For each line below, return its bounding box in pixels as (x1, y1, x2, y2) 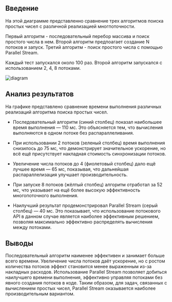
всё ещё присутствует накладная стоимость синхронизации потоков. (12, 150, 166, 157)
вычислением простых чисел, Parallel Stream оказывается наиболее (5, 285, 156, 292)
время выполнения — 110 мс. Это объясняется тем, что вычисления (12, 124, 163, 130)
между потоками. (12, 224, 52, 230)
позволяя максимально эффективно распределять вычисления (12, 218, 153, 225)
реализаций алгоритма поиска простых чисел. (5, 109, 108, 115)
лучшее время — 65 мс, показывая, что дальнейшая (12, 166, 129, 172)
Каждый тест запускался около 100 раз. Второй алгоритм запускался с (5, 59, 163, 66)
